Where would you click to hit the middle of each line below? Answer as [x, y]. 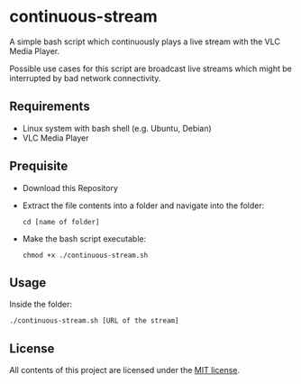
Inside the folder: [41, 305]
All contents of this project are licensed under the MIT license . [125, 370]
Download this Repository [70, 187]
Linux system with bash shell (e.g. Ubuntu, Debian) [117, 128]
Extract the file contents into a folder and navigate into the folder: [143, 206]
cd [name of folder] [61, 222]
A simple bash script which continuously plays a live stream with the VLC [145, 41]
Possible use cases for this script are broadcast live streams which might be [151, 69]
